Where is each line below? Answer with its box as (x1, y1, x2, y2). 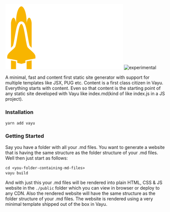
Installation (5, 108, 34, 115)
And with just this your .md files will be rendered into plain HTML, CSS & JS (5, 179, 163, 186)
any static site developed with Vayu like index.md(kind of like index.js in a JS (5, 90, 165, 97)
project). (5, 96, 23, 102)
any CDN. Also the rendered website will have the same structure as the (5, 190, 156, 196)
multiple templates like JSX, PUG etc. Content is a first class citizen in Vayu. (5, 80, 163, 85)
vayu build (5, 170, 28, 175)
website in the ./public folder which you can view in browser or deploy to (5, 185, 160, 191)
